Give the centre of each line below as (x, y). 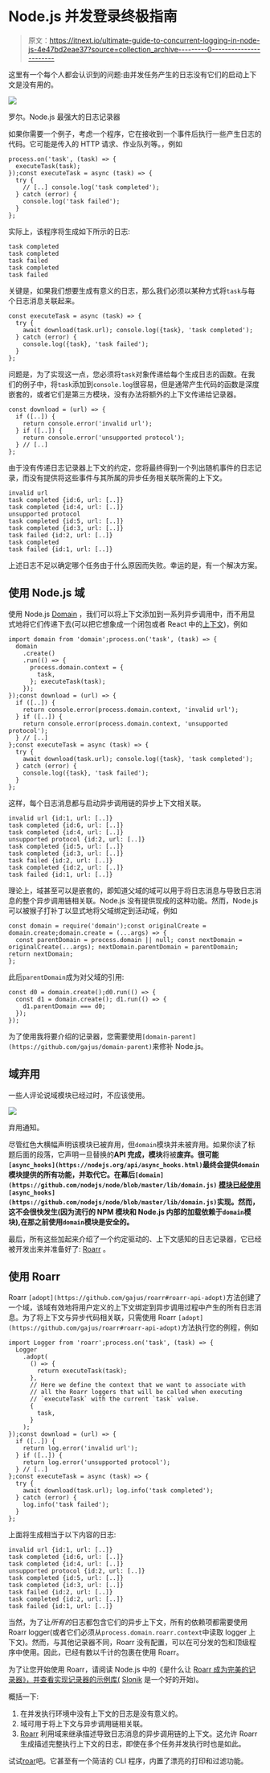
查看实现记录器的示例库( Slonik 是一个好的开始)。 (121, 1680)
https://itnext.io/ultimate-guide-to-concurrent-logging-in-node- (155, 40)
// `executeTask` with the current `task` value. (114, 1399)
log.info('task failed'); (66, 1505)
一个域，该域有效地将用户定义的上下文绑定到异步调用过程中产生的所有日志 (131, 1307)
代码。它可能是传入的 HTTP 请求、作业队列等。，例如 (96, 144)
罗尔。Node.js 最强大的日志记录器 (64, 117)
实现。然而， (238, 1201)
